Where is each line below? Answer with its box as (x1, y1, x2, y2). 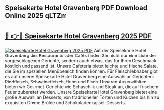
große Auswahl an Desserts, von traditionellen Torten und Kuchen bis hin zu (5, 94, 160, 100)
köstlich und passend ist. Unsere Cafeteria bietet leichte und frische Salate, (5, 63, 158, 69)
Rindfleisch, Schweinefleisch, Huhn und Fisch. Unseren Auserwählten (5, 79, 147, 84)
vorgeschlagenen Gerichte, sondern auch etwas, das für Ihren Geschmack (5, 58, 157, 63)
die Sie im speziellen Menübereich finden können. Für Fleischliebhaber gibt (5, 68, 158, 74)
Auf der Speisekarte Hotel (94, 48, 147, 53)
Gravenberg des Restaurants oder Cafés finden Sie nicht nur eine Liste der (5, 53, 157, 58)
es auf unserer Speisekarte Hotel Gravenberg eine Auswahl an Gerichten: (5, 74, 154, 79)
